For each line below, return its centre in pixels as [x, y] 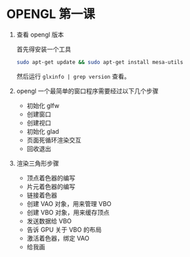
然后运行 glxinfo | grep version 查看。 [73, 76]
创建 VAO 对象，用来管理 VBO [69, 203]
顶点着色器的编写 [51, 178]
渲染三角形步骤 [38, 163]
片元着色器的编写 [51, 186]
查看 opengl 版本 [40, 34]
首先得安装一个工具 [44, 49]
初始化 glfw [43, 105]
